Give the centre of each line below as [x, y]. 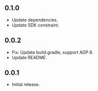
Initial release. [26, 85]
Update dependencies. [35, 20]
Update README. [29, 57]
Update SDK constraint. [36, 25]
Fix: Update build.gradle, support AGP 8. [52, 52]
